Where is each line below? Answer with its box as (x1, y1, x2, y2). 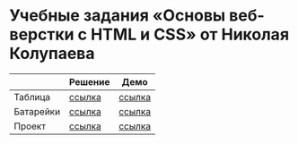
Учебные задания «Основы (9, 5, 226, 26)
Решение (68, 75, 110, 88)
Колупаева (9, 44, 96, 64)
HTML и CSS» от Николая (90, 24, 290, 45)
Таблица (13, 90, 51, 103)
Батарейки (13, 105, 61, 117)
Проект (13, 120, 47, 132)
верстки (9, 24, 74, 45)
